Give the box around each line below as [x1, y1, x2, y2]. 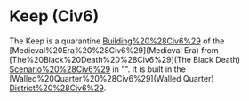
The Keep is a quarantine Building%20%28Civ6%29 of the [9, 35, 225, 46]
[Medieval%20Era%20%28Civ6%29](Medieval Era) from [9, 44, 220, 55]
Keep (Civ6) [9, 6, 100, 27]
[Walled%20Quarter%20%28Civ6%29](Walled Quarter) [9, 73, 215, 83]
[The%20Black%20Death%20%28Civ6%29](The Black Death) [9, 54, 241, 65]
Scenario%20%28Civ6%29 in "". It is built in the [9, 64, 187, 74]
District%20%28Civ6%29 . [9, 82, 107, 93]
